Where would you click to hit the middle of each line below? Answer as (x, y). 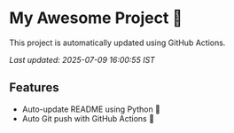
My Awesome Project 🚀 (96, 18)
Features (34, 88)
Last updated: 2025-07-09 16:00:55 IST (82, 59)
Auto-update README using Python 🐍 (91, 109)
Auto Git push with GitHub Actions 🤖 (88, 118)
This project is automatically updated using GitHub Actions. (117, 43)
